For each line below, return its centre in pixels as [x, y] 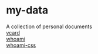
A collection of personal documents [49, 26]
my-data [27, 10]
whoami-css [21, 45]
